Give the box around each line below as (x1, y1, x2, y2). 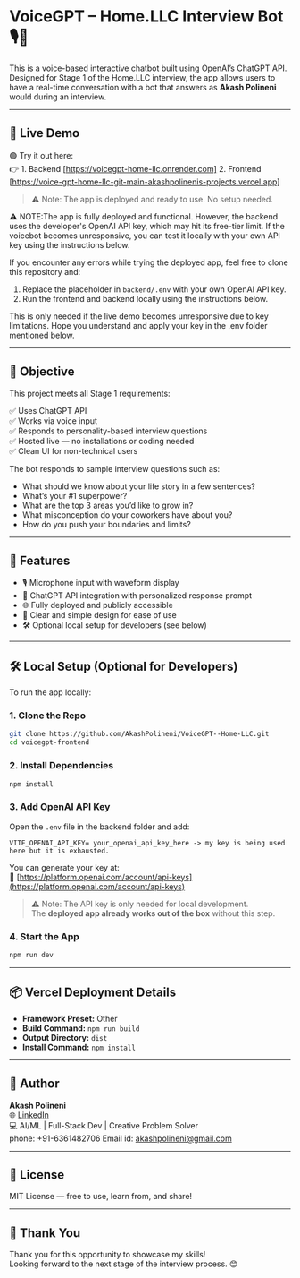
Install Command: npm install (21, 1042, 137, 1052)
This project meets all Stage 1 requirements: (9, 388, 171, 399)
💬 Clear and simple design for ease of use (21, 610, 177, 621)
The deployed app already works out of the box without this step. (30, 907, 276, 919)
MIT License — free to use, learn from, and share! (9, 1191, 193, 1202)
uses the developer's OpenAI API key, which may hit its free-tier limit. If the (9, 220, 286, 231)
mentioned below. (9, 330, 75, 340)
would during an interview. (9, 91, 107, 102)
